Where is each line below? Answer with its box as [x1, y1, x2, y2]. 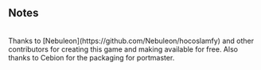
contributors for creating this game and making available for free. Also [8, 44, 239, 54]
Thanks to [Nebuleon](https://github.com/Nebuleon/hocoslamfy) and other [8, 36, 255, 45]
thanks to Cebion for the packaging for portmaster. [8, 52, 175, 62]
